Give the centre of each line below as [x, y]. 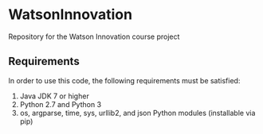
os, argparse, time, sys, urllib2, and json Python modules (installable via [137, 113]
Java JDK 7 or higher [54, 96]
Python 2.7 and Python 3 [61, 104]
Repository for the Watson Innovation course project [94, 36]
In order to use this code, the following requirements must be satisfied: [124, 80]
